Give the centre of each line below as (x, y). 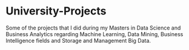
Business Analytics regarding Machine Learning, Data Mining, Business (94, 34)
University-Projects (56, 11)
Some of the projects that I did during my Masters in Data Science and (93, 28)
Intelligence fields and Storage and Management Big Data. (78, 40)
